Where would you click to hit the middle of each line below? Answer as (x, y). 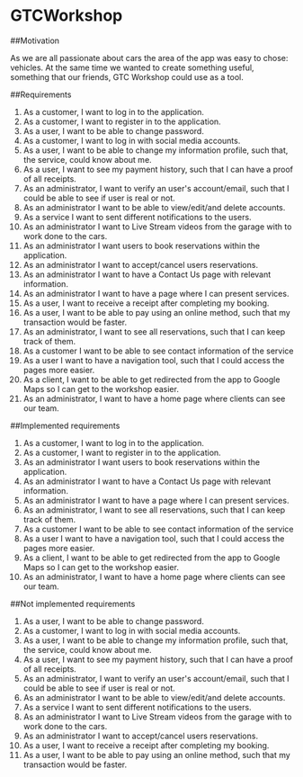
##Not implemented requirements (73, 603)
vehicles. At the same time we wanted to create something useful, (132, 67)
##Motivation (35, 40)
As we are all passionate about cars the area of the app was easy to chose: (149, 58)
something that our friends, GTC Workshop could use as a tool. (127, 76)
